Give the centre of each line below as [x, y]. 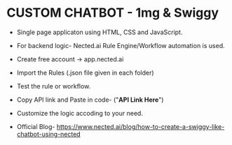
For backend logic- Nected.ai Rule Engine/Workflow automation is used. [121, 45]
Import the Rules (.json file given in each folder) [86, 72]
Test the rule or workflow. [54, 86]
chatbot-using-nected [49, 134]
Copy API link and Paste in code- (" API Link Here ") [90, 100]
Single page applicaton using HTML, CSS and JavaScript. [100, 32]
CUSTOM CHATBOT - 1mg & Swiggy [112, 13]
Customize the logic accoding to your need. [80, 113]
